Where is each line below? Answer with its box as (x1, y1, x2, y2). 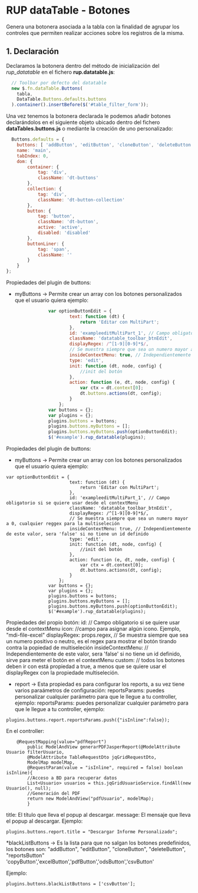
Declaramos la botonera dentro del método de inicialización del (6, 62, 160, 69)
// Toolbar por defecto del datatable (11, 80, 107, 86)
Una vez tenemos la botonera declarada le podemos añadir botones (6, 113, 171, 120)
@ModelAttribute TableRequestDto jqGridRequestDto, (27, 754, 157, 760)
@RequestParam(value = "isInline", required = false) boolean (27, 765, 183, 771)
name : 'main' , (16, 147, 51, 154)
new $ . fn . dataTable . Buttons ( (11, 85, 83, 92)
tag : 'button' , (37, 213, 75, 219)
